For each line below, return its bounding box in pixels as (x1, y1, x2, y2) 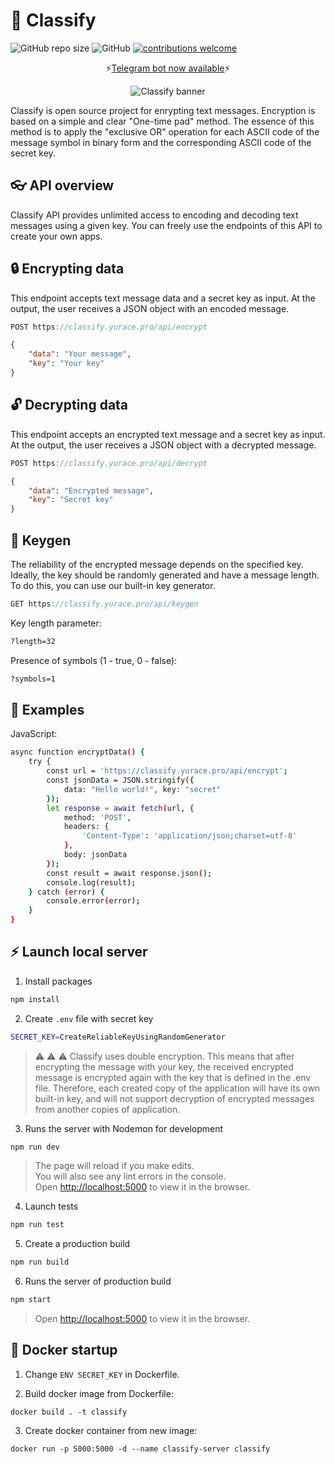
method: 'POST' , (63, 812, 132, 823)
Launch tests (24, 1200, 79, 1213)
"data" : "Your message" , (28, 349, 132, 359)
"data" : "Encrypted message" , (28, 485, 155, 496)
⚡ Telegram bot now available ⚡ (105, 62, 231, 74)
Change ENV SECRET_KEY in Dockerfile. (24, 1368, 180, 1380)
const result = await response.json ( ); (46, 868, 213, 878)
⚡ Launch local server (10, 944, 148, 961)
